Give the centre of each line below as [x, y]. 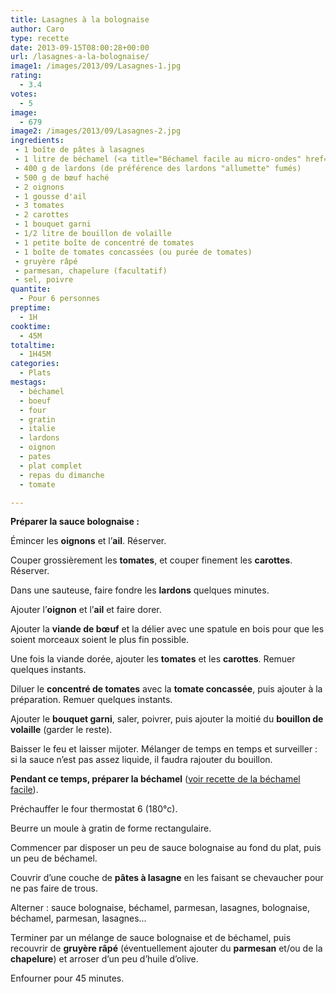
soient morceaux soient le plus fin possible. [100, 640]
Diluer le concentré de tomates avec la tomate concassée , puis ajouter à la [166, 689]
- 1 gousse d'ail [50, 196]
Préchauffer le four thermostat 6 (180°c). [94, 809]
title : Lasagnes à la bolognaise [80, 19]
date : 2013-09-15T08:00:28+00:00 [80, 47]
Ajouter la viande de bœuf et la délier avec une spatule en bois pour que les [167, 629]
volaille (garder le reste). [61, 730]
